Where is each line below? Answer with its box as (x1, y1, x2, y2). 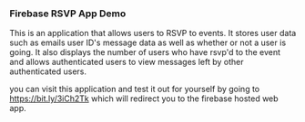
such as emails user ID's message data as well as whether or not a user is (9, 37, 287, 48)
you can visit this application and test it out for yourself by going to (9, 84, 260, 95)
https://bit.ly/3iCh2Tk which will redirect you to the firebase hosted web (9, 93, 280, 104)
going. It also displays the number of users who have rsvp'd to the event (9, 47, 280, 58)
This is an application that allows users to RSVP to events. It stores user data (9, 28, 297, 39)
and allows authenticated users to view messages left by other (9, 57, 244, 68)
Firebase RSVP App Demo (9, 7, 127, 20)
